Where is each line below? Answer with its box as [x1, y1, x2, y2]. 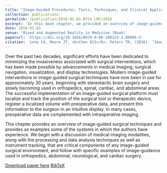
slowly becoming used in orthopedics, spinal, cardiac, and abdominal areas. [5, 85, 161, 91]
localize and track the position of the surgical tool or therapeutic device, [5, 95, 153, 101]
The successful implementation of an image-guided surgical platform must [5, 90, 158, 96]
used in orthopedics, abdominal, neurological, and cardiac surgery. [5, 153, 143, 159]
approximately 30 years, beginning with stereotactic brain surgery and [5, 80, 149, 86]
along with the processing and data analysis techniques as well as [5, 137, 141, 143]
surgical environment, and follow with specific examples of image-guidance [5, 147, 161, 153]
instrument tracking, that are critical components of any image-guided [5, 142, 149, 148]
